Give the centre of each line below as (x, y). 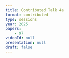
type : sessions (21, 19)
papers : (13, 29)
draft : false (19, 47)
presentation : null (26, 43)
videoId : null (20, 38)
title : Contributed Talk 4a (35, 10)
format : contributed (27, 15)
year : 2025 (17, 24)
